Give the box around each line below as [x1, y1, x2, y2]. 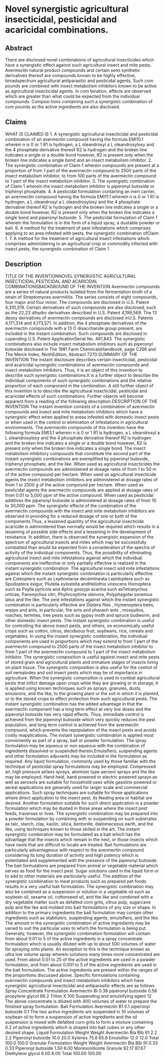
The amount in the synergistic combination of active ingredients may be [5, 920, 151, 926]
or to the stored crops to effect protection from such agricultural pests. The [5, 696, 158, 702]
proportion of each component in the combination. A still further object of [5, 382, 154, 388]
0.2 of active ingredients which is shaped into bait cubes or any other [5, 1024, 145, 1030]
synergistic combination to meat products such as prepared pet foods [5, 878, 146, 884]
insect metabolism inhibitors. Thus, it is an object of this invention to [5, 367, 143, 373]
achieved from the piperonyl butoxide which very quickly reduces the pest [5, 716, 156, 722]
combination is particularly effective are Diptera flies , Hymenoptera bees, [5, 601, 155, 607]
